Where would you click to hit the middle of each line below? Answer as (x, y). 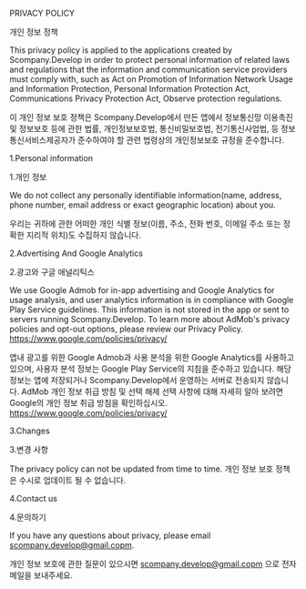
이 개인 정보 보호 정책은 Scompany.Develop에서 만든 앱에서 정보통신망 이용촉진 (151, 117)
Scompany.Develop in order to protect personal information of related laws (149, 60)
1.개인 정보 (28, 177)
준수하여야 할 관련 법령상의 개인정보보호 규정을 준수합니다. (181, 140)
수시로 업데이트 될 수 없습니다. (72, 480)
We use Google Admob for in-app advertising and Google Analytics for (142, 290)
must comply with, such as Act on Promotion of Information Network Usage (151, 79)
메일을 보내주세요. (41, 575)
